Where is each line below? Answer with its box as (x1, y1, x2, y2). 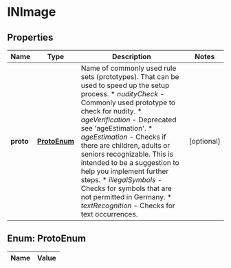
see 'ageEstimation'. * (80, 124, 153, 133)
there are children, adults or (80, 141, 170, 150)
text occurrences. (80, 210, 138, 219)
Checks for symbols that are (80, 183, 172, 193)
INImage (7, 4, 56, 20)
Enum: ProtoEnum (7, 233, 87, 245)
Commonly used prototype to (80, 98, 176, 107)
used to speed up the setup (80, 80, 170, 90)
